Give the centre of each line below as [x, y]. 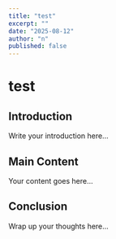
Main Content [43, 161]
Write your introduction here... [58, 136]
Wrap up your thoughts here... [59, 226]
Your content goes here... [51, 180]
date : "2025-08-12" [41, 31]
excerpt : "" [28, 24]
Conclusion [38, 207]
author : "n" [28, 39]
